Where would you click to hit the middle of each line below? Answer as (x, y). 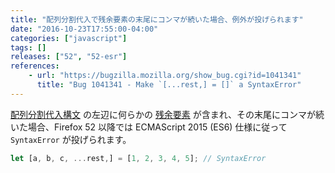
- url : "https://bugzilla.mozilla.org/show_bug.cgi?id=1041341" (165, 76)
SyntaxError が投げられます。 (71, 139)
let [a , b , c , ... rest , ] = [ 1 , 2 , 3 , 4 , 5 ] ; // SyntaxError (138, 158)
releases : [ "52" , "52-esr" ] (69, 57)
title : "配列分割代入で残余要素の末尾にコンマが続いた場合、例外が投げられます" (157, 19)
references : (35, 66)
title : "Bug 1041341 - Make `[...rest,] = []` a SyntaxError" (169, 85)
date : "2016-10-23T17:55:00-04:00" (84, 29)
